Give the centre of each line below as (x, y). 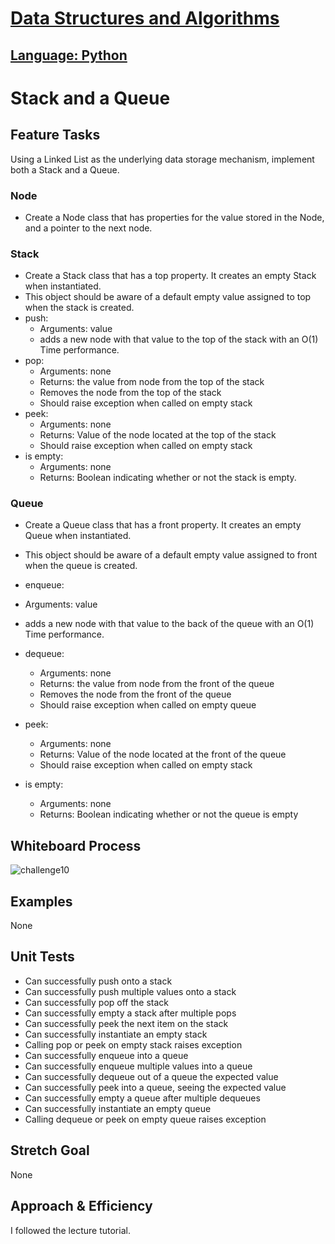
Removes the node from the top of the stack (130, 393)
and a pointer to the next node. (88, 228)
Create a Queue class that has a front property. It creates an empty (163, 525)
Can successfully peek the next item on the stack (126, 1023)
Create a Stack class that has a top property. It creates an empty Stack (170, 276)
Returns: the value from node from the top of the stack (152, 382)
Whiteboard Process (76, 845)
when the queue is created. (81, 566)
